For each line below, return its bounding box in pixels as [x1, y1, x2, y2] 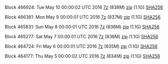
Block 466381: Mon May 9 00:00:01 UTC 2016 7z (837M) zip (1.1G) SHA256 [5, 14, 161, 20]
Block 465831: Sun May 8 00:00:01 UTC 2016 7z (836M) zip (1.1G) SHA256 [5, 24, 159, 30]
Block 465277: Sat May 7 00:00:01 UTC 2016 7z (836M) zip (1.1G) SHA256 [5, 34, 159, 39]
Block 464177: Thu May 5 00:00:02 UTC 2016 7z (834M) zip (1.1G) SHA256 [5, 53, 160, 59]
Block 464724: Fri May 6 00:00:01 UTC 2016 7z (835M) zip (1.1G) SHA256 [5, 43, 158, 49]
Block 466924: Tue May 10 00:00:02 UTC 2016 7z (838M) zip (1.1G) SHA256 [5, 5, 163, 10]
